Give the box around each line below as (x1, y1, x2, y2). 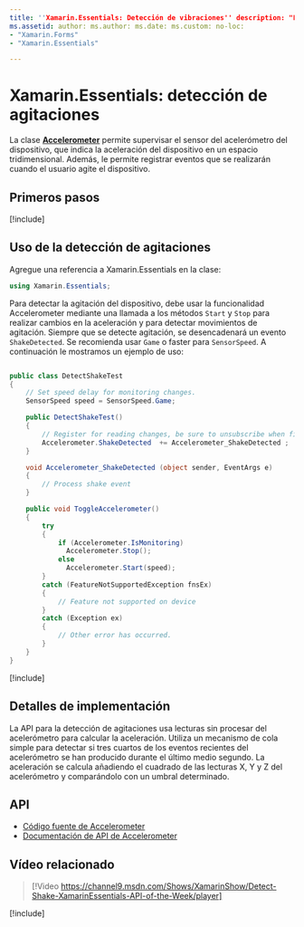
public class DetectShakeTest (9, 371, 124, 380)
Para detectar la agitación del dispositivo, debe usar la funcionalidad (9, 298, 265, 309)
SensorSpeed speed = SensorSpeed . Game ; (25, 397, 176, 406)
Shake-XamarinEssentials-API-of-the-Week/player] (31, 891, 223, 902)
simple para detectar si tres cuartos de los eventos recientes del (9, 741, 249, 752)
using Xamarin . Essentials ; (9, 282, 111, 291)
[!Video (31, 881, 60, 892)
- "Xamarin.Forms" (9, 30, 79, 39)
